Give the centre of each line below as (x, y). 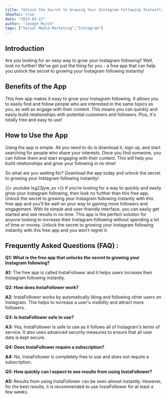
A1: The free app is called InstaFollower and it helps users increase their (79, 273)
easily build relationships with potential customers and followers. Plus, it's (81, 114)
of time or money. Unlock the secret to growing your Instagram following (80, 225)
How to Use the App (37, 136)
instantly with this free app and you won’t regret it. (57, 230)
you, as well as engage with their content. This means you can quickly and (81, 109)
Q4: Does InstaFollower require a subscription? (55, 347)
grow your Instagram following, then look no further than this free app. (77, 193)
